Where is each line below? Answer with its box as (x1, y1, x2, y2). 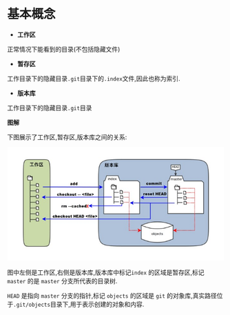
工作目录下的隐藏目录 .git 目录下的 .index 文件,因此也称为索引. (7, 74, 180, 83)
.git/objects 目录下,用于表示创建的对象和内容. (13, 301, 145, 309)
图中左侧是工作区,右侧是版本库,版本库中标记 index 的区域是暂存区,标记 (7, 268, 205, 276)
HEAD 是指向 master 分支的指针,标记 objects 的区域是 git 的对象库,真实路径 (7, 292, 217, 300)
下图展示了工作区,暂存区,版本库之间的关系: (7, 132, 127, 141)
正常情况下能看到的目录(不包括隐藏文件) (7, 45, 121, 53)
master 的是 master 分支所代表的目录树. (7, 277, 118, 285)
